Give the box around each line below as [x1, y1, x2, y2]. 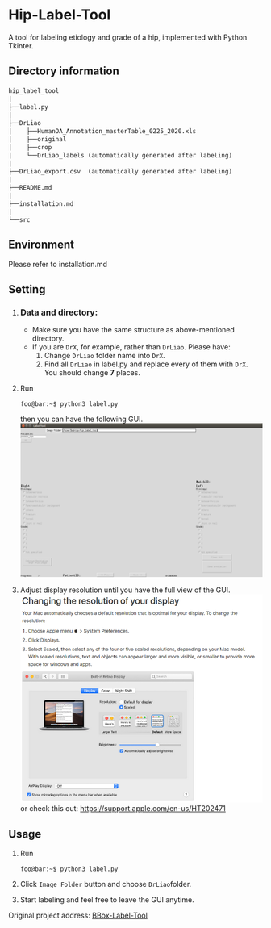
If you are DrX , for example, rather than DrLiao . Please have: [31, 342, 231, 352]
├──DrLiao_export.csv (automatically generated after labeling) [8, 167, 232, 175]
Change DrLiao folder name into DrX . [44, 351, 165, 361]
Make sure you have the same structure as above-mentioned [31, 325, 236, 335]
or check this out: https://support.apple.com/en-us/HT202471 [19, 804, 226, 813]
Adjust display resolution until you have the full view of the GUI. [19, 585, 231, 595]
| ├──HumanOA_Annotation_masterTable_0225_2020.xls [8, 127, 197, 135]
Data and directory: [19, 307, 98, 318]
